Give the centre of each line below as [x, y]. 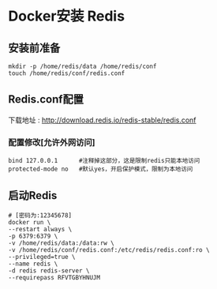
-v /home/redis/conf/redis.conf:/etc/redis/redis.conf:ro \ [109, 250]
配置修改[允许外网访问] [52, 142]
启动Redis [33, 195]
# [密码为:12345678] [40, 215]
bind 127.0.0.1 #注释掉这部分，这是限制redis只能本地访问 [104, 161]
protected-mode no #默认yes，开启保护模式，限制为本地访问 [101, 169]
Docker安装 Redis [66, 16]
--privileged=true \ [42, 257]
